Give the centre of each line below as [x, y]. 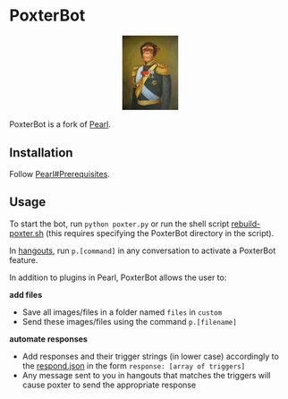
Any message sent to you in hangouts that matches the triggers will [146, 375]
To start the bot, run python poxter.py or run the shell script [119, 224]
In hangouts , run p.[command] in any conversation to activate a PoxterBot [143, 250]
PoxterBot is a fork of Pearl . [60, 124]
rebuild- [246, 224]
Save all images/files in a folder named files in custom [122, 312]
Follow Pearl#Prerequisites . [59, 174]
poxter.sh [27, 233]
